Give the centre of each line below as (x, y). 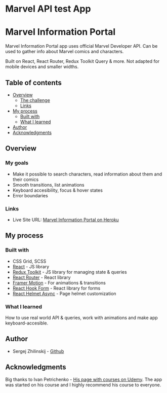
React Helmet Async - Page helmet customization (64, 293)
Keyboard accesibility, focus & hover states (57, 190)
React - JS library (31, 266)
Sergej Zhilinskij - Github (38, 351)
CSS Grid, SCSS (29, 261)
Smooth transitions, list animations (48, 185)
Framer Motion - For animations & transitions (59, 282)
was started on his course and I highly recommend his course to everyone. (83, 385)
